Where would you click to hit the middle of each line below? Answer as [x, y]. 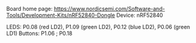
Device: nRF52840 [140, 15]
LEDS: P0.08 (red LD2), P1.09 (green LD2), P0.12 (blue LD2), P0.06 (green [98, 27]
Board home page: [29, 9]
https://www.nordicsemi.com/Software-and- [109, 9]
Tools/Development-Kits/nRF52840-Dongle [61, 15]
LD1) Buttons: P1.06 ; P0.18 [39, 33]
